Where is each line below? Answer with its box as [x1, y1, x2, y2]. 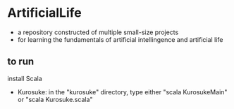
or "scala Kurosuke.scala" [17, 95, 93, 103]
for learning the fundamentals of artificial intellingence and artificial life [17, 35, 223, 43]
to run [7, 56, 35, 68]
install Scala [7, 74, 42, 82]
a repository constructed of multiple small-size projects [17, 28, 179, 36]
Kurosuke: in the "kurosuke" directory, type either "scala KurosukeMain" [17, 87, 228, 96]
